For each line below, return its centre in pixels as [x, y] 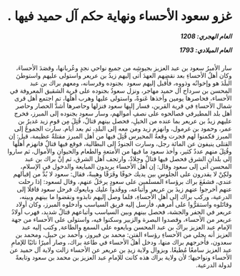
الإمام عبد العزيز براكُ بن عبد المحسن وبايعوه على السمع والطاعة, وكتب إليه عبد [127, 227]
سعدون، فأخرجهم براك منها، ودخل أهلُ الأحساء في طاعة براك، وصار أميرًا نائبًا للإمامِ [121, 242]
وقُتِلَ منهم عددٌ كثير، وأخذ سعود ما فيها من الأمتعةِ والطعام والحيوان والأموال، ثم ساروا [120, 151]
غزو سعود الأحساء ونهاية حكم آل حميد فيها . [120, 16]
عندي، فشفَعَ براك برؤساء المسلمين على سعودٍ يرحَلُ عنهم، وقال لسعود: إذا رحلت [125, 182]
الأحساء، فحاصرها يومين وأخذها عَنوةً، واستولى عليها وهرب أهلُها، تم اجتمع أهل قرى [123, 98]
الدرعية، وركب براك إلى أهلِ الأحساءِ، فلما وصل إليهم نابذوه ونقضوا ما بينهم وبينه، [126, 197]
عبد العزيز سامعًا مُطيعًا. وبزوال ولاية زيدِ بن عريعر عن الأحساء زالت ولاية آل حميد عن [121, 250]
